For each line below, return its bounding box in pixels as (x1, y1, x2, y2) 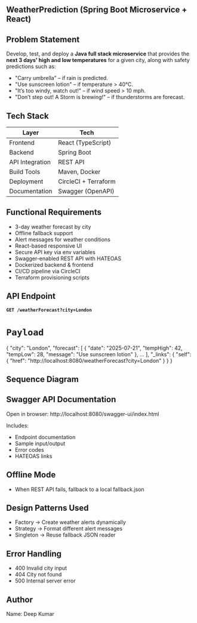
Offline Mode (6, 470, 56, 480)
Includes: (6, 422, 29, 429)
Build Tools (9, 168, 41, 176)
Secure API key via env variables (14, 248, 96, 255)
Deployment (9, 177, 44, 186)
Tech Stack (6, 110, 49, 121)
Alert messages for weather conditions (14, 236, 110, 243)
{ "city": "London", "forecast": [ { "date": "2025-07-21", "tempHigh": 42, (6, 344, 183, 351)
